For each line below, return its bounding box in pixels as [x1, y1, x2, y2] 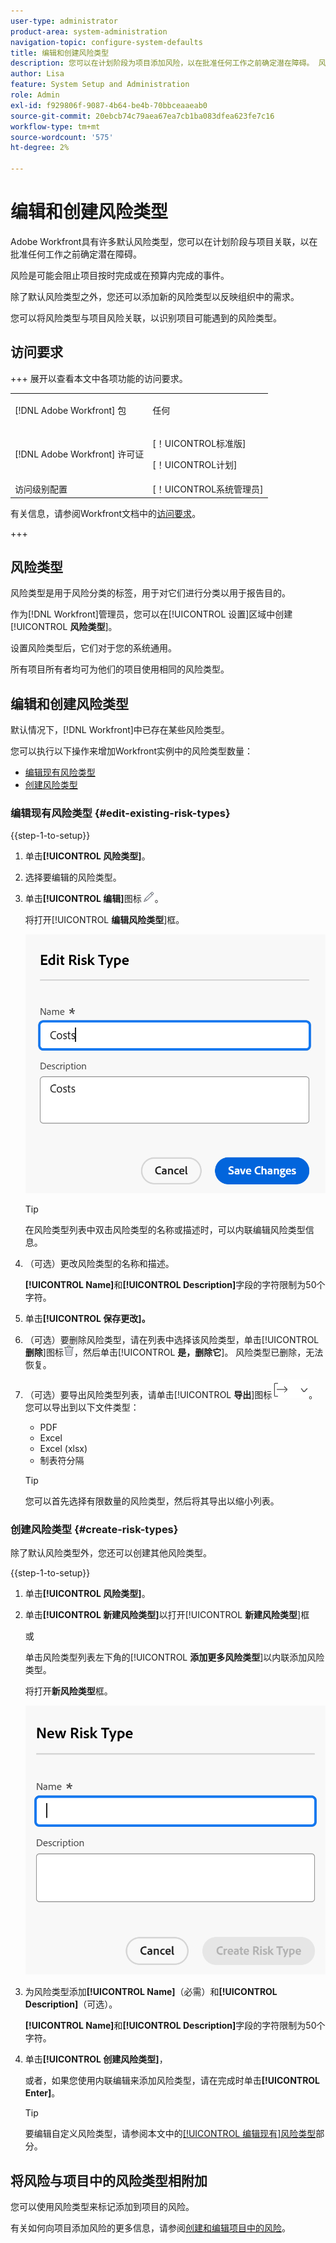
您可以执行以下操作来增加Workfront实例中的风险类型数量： [10, 745, 254, 757]
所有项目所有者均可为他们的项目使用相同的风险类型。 [10, 663, 230, 675]
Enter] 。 [24, 2087, 61, 2099]
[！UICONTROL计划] [152, 458, 238, 470]
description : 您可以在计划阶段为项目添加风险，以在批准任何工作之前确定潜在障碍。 [10, 58, 315, 69]
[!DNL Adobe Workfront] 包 [14, 404, 127, 416]
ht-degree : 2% [10, 143, 70, 153]
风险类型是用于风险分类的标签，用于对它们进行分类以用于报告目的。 [10, 587, 291, 599]
